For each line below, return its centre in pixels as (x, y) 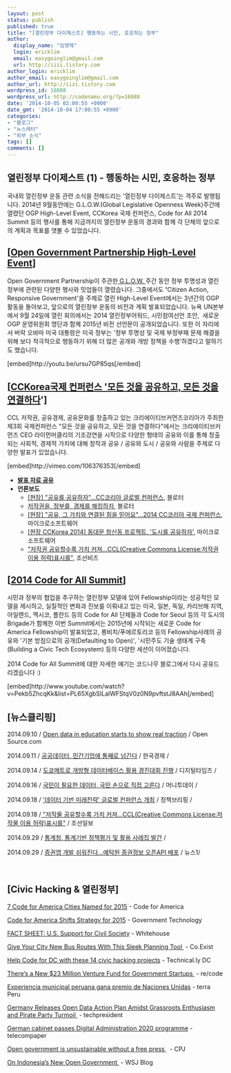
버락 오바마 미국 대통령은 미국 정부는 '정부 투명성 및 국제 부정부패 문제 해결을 (117, 333)
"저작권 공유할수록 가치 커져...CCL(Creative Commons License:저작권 (123, 549)
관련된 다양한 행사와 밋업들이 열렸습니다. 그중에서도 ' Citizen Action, (117, 289)
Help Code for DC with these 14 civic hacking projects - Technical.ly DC (109, 960)
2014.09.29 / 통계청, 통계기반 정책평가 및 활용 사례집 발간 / (87, 838)
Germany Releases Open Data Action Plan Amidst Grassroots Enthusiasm (111, 1007)
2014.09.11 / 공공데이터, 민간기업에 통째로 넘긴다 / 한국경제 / (88, 756)
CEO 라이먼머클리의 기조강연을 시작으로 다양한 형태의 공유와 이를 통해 (114, 435)
